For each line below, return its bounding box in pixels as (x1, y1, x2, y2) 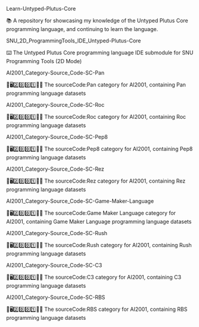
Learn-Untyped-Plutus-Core (6, 5, 76, 12)
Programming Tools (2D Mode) (6, 58, 82, 64)
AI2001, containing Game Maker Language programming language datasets (6, 218, 192, 225)
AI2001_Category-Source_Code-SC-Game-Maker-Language (6, 198, 154, 205)
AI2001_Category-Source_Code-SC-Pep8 (6, 134, 108, 140)
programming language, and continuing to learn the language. (6, 26, 158, 32)
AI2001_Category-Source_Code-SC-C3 (6, 262, 102, 269)
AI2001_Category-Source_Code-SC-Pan (6, 69, 105, 76)
